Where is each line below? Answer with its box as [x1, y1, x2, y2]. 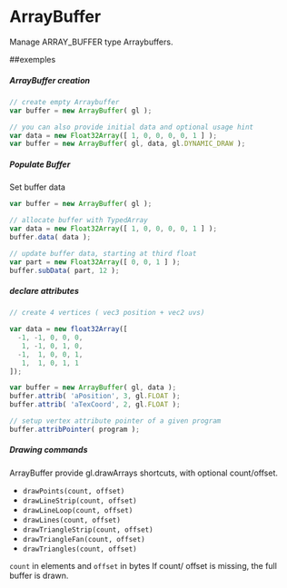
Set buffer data [9, 181, 66, 192]
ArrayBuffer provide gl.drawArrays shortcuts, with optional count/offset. [9, 467, 279, 478]
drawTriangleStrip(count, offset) [22, 524, 153, 534]
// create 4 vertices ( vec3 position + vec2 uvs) [9, 309, 205, 318]
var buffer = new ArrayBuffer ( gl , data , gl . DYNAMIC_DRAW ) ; [9, 139, 246, 149]
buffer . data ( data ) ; [9, 232, 92, 241]
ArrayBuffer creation [9, 74, 91, 85]
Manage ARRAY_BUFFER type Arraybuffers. [9, 36, 173, 47]
